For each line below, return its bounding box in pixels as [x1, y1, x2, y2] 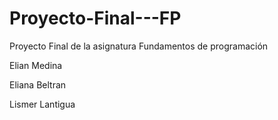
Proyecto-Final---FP [9, 7, 182, 30]
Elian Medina [9, 59, 63, 71]
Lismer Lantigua [9, 98, 76, 110]
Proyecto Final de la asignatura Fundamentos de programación [9, 40, 269, 52]
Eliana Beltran [9, 78, 67, 91]
